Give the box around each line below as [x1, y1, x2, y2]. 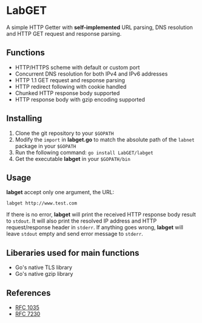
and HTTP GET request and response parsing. [6, 30, 122, 37]
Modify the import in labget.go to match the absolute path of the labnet [15, 135, 195, 143]
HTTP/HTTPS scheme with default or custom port [15, 64, 140, 71]
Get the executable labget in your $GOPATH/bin [15, 155, 130, 162]
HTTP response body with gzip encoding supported [15, 96, 146, 103]
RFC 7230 [15, 310, 41, 318]
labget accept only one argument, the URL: [6, 189, 115, 196]
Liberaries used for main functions [6, 247, 140, 258]
